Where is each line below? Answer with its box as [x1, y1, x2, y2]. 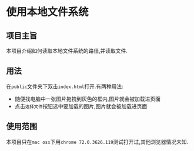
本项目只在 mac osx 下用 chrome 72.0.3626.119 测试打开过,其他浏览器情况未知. [6, 138, 189, 145]
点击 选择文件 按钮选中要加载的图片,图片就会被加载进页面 [14, 102, 148, 109]
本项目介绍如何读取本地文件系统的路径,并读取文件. [6, 48, 128, 54]
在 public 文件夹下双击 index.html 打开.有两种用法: [6, 83, 123, 90]
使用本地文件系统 [6, 5, 89, 19]
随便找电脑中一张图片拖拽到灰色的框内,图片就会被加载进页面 [14, 95, 160, 102]
